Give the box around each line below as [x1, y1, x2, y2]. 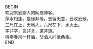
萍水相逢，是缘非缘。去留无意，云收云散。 [5, 16, 91, 21]
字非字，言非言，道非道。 [5, 28, 57, 33]
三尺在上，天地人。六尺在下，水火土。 [5, 21, 82, 28]
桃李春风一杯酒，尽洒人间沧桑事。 [5, 33, 74, 40]
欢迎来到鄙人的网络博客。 [5, 9, 57, 16]
